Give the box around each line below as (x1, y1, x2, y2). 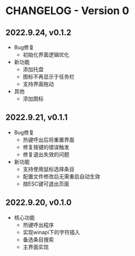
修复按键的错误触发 (22, 143, 70, 150)
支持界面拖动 (22, 80, 54, 87)
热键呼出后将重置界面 (22, 136, 75, 143)
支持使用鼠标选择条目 (22, 166, 75, 173)
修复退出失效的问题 (22, 151, 70, 158)
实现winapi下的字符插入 (22, 228, 80, 235)
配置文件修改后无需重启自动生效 (22, 173, 100, 180)
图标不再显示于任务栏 (22, 73, 75, 80)
